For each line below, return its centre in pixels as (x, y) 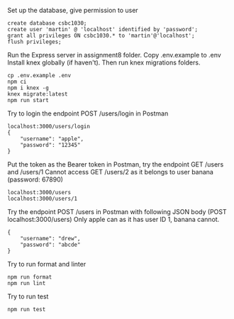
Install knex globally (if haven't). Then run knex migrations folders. (104, 62)
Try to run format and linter (47, 264)
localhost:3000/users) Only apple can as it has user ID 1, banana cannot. (113, 219)
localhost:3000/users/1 (43, 198)
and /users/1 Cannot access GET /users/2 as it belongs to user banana (111, 172)
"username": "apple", (52, 139)
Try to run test (28, 296)
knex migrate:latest (38, 94)
